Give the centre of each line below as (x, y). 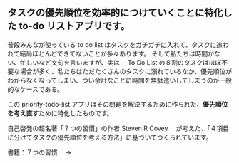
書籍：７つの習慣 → (40, 152)
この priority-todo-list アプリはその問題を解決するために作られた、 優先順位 (118, 104)
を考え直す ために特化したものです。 (60, 113)
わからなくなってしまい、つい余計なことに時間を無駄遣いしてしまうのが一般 (119, 80)
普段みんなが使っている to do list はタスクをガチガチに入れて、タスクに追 (115, 44)
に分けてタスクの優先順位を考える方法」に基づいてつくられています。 (110, 137)
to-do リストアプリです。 (75, 26)
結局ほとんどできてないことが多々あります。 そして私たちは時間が (117, 53)
